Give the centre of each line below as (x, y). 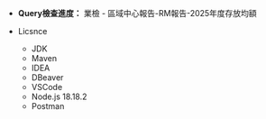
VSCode (47, 87)
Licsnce (32, 31)
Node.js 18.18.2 (59, 96)
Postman (48, 106)
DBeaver (47, 78)
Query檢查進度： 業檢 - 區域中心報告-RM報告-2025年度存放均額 (137, 13)
